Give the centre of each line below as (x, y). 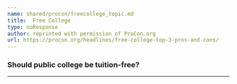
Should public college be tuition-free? (73, 65)
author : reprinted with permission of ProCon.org (82, 34)
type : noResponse (33, 27)
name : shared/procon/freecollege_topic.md (71, 14)
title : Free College (39, 20)
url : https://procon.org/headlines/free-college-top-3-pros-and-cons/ (113, 40)
